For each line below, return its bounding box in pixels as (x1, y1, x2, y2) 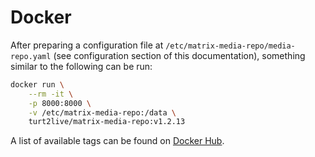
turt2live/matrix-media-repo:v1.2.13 (28, 117, 186, 127)
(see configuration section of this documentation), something (53, 49, 306, 61)
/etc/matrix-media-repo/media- (165, 41, 296, 51)
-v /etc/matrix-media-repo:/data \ (28, 107, 177, 118)
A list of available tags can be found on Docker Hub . (10, 135, 225, 147)
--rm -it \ (28, 89, 74, 99)
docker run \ (10, 79, 65, 90)
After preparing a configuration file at (10, 39, 164, 51)
